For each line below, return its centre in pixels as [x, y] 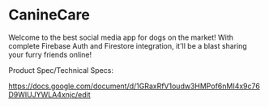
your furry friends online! [50, 54]
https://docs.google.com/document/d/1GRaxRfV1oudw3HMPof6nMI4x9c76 [134, 86]
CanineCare [49, 15]
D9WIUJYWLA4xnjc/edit [49, 94]
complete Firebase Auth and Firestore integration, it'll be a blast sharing [128, 45]
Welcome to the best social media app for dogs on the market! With [121, 37]
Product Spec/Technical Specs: [61, 70]
